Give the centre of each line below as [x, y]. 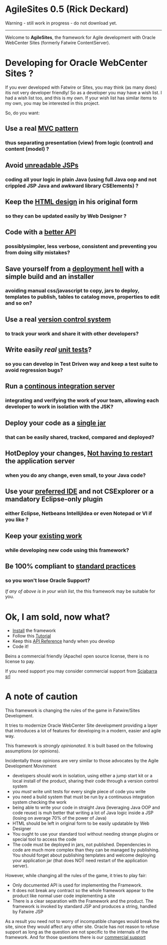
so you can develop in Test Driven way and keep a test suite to [82, 364]
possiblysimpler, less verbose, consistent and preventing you [81, 247]
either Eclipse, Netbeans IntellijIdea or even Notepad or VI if [79, 514]
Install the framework [34, 630]
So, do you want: [22, 113]
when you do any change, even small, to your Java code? [76, 475]
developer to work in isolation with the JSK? [59, 407]
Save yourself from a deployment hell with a [75, 269]
